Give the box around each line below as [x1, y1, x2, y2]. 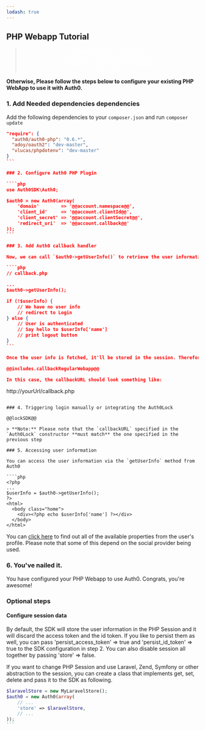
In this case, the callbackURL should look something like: [6, 377, 163, 383]
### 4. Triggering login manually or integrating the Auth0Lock [6, 405, 173, 411]
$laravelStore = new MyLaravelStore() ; [6, 688, 108, 694]
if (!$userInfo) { [6, 298, 53, 304]
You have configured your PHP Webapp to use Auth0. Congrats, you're [6, 575, 185, 582]
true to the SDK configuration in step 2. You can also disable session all [6, 645, 186, 652]
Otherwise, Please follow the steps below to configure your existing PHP [6, 78, 194, 85]
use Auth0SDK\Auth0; [6, 187, 59, 193]
